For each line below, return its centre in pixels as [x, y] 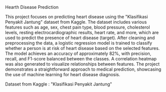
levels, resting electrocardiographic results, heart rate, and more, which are [82, 32]
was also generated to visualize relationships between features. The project [83, 64]
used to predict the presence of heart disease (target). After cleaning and [80, 38]
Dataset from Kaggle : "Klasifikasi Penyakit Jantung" [59, 84]
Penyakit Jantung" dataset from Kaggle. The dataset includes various [76, 22]
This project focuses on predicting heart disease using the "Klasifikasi [77, 17]
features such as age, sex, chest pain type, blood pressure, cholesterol [78, 27]
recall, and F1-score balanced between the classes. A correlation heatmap [81, 59]
